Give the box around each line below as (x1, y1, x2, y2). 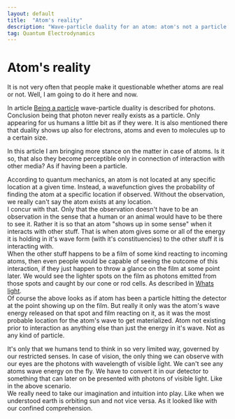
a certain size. (7, 133, 48, 142)
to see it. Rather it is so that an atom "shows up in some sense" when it (7, 220, 212, 228)
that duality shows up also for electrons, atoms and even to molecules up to (7, 126, 226, 135)
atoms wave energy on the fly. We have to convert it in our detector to (7, 367, 208, 376)
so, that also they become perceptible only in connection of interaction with (7, 154, 225, 163)
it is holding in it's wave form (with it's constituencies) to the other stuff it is (7, 235, 224, 243)
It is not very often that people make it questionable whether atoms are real (7, 83, 224, 91)
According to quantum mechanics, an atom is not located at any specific (7, 175, 216, 184)
